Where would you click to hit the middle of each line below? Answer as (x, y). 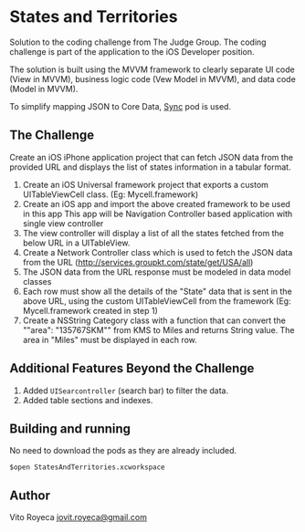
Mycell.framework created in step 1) (90, 310)
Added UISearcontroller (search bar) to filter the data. (126, 391)
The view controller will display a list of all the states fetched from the (153, 233)
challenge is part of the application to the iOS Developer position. (132, 51)
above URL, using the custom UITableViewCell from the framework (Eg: (157, 301)
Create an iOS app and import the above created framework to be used (156, 203)
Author (30, 495)
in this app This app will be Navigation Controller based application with (158, 214)
